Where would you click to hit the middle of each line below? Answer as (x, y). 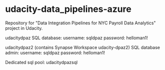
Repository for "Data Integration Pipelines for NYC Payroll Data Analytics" (81, 23)
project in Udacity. (24, 28)
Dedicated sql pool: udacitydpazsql (42, 62)
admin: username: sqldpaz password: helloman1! (55, 53)
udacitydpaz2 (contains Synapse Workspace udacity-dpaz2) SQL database (83, 47)
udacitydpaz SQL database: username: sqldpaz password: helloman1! (77, 38)
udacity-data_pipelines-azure (68, 9)
